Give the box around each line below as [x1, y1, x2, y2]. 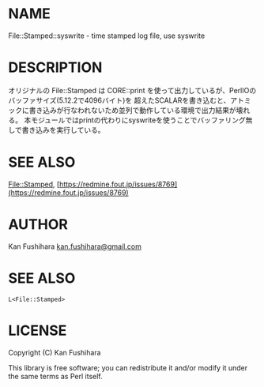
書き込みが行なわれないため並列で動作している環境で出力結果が [28, 105, 236, 115]
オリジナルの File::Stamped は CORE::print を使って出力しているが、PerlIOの [8, 85, 257, 95]
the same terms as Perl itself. [8, 371, 103, 381]
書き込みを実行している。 [21, 125, 105, 134]
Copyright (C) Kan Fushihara [8, 348, 101, 357]
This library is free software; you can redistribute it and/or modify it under [8, 363, 248, 372]
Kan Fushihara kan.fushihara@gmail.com [8, 242, 142, 251]
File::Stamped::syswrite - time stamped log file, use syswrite [8, 31, 206, 40]
